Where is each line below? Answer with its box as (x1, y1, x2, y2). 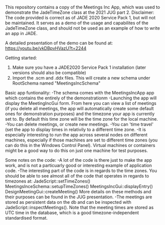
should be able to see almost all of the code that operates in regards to (5, 173, 149, 179)
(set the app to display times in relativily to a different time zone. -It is (5, 127, 146, 133)
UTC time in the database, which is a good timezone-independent (5, 210, 139, 216)
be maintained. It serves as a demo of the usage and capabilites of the (5, 20, 149, 26)
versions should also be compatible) (12, 70, 86, 76)
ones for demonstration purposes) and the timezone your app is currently (5, 111, 155, 117)
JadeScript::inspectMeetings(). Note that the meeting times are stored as (5, 205, 154, 210)
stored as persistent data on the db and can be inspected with (5, 199, 132, 205)
